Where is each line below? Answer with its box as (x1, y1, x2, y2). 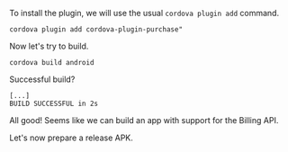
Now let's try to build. (9, 40, 89, 51)
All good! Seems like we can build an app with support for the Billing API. (9, 115, 279, 125)
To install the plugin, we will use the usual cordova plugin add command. (9, 8, 280, 18)
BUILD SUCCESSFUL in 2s (9, 99, 99, 108)
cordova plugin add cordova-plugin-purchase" (9, 25, 183, 34)
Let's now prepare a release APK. (9, 132, 133, 143)
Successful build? (9, 74, 76, 85)
